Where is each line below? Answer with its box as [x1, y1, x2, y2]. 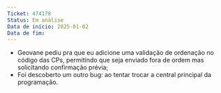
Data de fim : [7, 29, 45, 37]
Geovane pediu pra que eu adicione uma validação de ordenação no [17, 49, 214, 57]
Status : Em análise [7, 17, 64, 24]
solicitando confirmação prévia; [17, 63, 109, 71]
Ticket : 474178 [7, 10, 52, 17]
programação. [17, 78, 59, 87]
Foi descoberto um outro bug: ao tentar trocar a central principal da [17, 71, 211, 79]
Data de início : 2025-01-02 [7, 23, 89, 30]
